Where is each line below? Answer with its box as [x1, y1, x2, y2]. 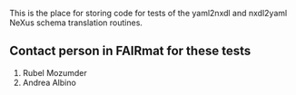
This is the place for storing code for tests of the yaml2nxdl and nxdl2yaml [9, 8, 288, 18]
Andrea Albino [22, 77, 77, 88]
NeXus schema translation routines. [9, 17, 143, 28]
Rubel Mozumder [22, 67, 88, 78]
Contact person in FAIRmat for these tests [9, 43, 252, 59]
